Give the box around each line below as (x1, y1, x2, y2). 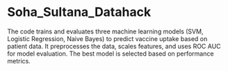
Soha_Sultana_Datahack (7, 4, 152, 20)
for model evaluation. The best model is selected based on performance (7, 49, 214, 58)
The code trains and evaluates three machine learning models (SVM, (7, 27, 204, 35)
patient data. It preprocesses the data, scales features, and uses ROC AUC (7, 42, 221, 50)
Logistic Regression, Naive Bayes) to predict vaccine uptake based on (7, 34, 208, 42)
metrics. (7, 56, 31, 65)
